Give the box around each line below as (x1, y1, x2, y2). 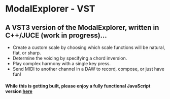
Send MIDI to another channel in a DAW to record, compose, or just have (12, 66, 165, 72)
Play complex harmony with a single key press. (12, 61, 111, 66)
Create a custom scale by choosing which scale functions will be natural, (12, 44, 165, 51)
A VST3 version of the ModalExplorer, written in (5, 23, 159, 32)
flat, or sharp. (12, 50, 42, 56)
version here (5, 88, 33, 94)
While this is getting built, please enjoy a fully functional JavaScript (5, 83, 151, 89)
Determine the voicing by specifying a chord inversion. (12, 55, 127, 61)
